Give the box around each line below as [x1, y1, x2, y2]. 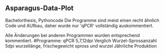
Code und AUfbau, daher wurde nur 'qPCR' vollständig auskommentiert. [5, 22, 154, 28]
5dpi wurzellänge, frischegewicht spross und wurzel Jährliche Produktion [5, 42, 157, 49]
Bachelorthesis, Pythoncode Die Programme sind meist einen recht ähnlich [5, 17, 159, 23]
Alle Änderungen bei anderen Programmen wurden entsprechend [5, 32, 140, 38]
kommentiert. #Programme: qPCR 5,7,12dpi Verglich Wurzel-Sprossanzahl [5, 37, 157, 43]
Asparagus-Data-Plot [5, 4, 74, 12]
